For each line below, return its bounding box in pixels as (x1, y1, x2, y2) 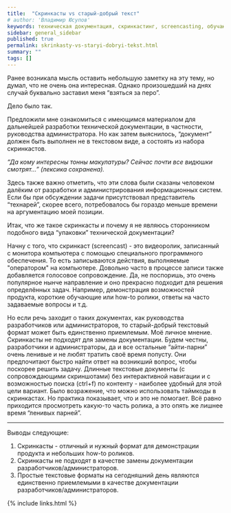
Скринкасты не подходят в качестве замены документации (16, 456, 194, 465)
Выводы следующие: (7, 428, 69, 437)
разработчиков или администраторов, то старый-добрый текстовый (7, 321, 209, 329)
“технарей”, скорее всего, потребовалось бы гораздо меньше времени (7, 200, 218, 209)
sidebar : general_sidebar (7, 29, 81, 36)
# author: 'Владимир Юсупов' (7, 17, 91, 23)
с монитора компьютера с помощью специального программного (7, 249, 203, 257)
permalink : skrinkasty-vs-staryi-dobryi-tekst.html (7, 42, 158, 49)
